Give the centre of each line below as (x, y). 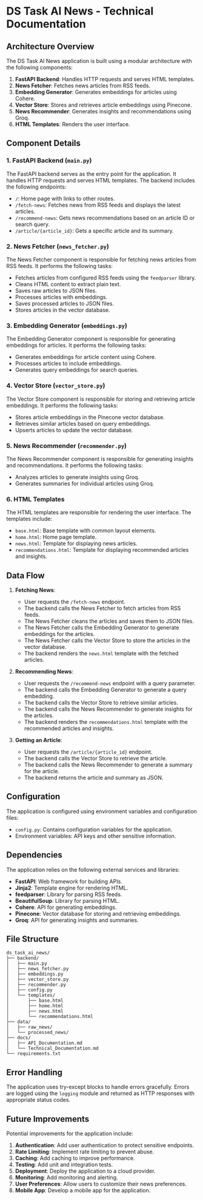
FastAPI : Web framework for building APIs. (68, 881)
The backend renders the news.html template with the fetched (101, 653)
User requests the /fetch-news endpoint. (75, 602)
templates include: (29, 519)
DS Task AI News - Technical (80, 11)
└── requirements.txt (34, 1054)
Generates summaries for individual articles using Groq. (85, 483)
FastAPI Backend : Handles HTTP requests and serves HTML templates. (105, 79)
